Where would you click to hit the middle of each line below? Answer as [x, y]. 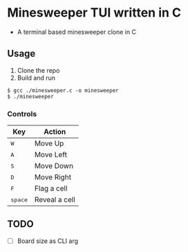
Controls [22, 114]
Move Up [49, 143]
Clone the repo [38, 70]
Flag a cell [51, 188]
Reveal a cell [55, 200]
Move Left [51, 155]
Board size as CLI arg [47, 241]
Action [55, 132]
